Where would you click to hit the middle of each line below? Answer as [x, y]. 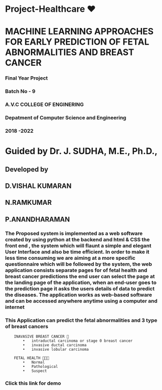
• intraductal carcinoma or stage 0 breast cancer [78, 341]
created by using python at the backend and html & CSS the [77, 239]
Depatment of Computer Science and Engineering [66, 118]
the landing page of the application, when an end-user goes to [81, 282]
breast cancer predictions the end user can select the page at [80, 276]
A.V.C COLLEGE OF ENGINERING [45, 105]
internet [15, 307]
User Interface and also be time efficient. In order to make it [77, 251]
